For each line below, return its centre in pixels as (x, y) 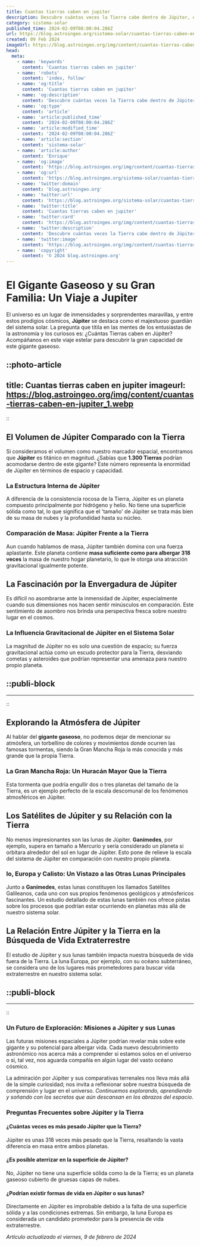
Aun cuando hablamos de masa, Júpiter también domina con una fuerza (95, 546)
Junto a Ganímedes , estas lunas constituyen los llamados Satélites (88, 887)
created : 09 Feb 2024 (33, 39)
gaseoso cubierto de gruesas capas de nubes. (63, 1180)
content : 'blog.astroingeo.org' (62, 189)
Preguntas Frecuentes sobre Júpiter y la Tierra (75, 1112)
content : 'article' (46, 112)
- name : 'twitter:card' (46, 217)
